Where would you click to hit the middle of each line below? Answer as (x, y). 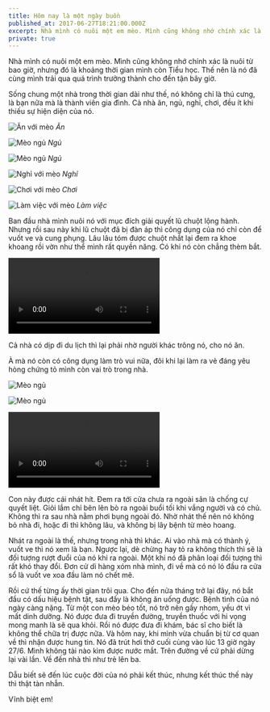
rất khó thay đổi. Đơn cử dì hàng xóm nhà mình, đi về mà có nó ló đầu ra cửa (135, 567)
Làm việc (91, 205)
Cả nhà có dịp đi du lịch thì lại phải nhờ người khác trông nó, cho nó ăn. (127, 345)
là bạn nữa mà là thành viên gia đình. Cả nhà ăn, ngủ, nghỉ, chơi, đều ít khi (131, 103)
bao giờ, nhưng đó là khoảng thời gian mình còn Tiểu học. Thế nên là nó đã (133, 70)
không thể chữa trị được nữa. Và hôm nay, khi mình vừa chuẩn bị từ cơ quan (134, 634)
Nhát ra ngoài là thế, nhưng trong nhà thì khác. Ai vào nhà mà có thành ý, (130, 541)
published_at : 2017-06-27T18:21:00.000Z (77, 23)
